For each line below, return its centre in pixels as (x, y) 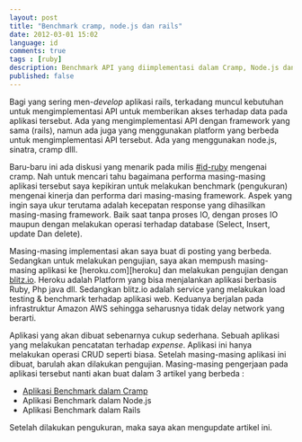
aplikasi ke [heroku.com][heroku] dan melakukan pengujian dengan (163, 270)
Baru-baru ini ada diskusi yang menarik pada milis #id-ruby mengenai (138, 166)
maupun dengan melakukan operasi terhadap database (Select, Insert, (140, 224)
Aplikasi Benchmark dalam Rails (81, 410)
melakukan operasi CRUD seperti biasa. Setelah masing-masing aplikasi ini (148, 354)
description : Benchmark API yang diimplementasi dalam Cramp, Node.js (144, 68)
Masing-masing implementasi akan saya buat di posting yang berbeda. (141, 251)
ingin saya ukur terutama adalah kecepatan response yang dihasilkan (138, 205)
